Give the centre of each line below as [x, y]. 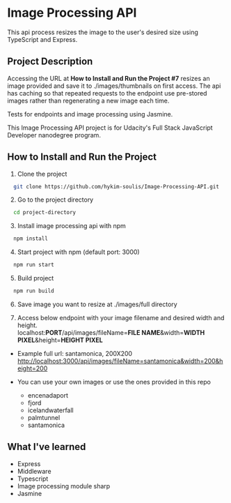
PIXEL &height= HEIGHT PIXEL [60, 340]
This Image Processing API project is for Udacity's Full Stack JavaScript [110, 128]
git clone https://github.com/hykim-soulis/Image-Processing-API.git [116, 186]
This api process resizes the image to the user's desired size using [103, 32]
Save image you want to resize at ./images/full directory [97, 304]
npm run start [34, 265]
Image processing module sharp [64, 486]
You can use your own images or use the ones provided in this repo [114, 382]
